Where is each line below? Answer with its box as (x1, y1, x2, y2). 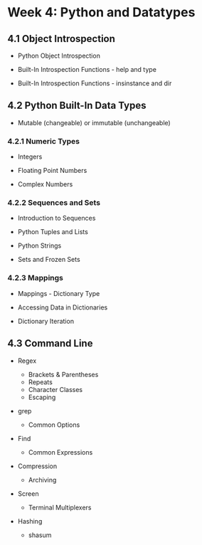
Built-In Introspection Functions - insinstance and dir (17, 79, 172, 88)
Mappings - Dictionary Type (17, 289, 100, 297)
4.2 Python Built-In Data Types (7, 100, 147, 112)
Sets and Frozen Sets (17, 255, 80, 264)
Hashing (17, 517, 43, 525)
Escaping (28, 393, 56, 401)
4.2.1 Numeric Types (7, 136, 80, 146)
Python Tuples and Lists (17, 228, 89, 236)
